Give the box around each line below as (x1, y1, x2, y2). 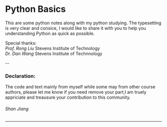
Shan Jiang (5, 106, 29, 112)
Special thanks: (5, 40, 37, 46)
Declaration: (5, 72, 36, 79)
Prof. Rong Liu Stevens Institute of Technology (5, 45, 100, 51)
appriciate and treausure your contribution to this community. (5, 94, 131, 100)
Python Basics (5, 3, 66, 15)
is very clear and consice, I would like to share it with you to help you (5, 25, 147, 31)
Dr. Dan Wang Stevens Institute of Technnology (5, 51, 103, 57)
